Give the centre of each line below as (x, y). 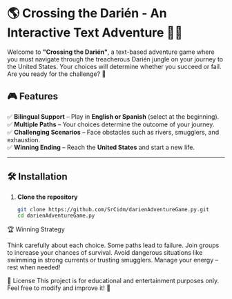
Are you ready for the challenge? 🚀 (57, 74)
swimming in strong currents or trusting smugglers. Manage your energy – (113, 260)
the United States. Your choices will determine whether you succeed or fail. (114, 66)
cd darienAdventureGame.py (56, 216)
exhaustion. (23, 139)
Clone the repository (47, 197)
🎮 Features (33, 96)
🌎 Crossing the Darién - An (87, 13)
